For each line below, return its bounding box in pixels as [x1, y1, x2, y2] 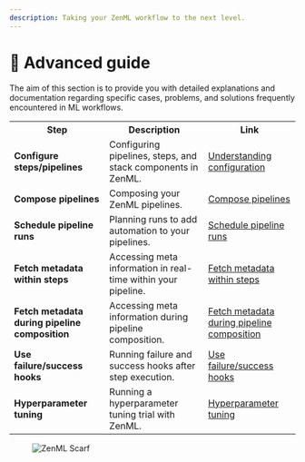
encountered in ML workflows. [9, 102, 124, 113]
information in [108, 261, 169, 274]
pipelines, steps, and [108, 149, 198, 162]
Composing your [108, 187, 181, 200]
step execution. [108, 370, 175, 383]
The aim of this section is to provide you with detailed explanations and [9, 83, 275, 93]
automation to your [108, 224, 191, 237]
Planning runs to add [108, 212, 198, 225]
